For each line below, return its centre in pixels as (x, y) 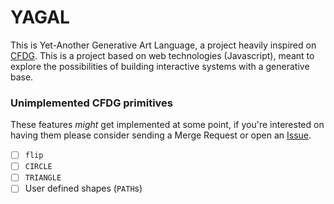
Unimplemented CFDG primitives (91, 103)
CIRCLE (38, 167)
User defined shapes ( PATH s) (83, 188)
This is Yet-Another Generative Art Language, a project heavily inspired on (163, 45)
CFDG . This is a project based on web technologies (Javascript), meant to (162, 55)
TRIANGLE (43, 178)
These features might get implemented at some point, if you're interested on (167, 125)
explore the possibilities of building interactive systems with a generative (160, 66)
